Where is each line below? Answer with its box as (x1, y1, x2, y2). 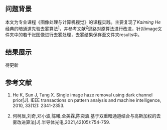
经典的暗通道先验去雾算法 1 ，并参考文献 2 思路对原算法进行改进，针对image (5, 25, 158, 32)
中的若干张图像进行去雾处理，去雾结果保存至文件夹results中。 (14, 32, 142, 38)
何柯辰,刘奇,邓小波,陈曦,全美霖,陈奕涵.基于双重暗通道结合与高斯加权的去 (12, 113, 161, 119)
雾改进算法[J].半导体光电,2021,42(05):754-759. (12, 119, 110, 125)
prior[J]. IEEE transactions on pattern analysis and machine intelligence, (12, 97, 161, 103)
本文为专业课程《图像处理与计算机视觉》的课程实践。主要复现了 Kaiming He (5, 19, 161, 25)
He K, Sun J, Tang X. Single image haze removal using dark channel (12, 92, 153, 98)
